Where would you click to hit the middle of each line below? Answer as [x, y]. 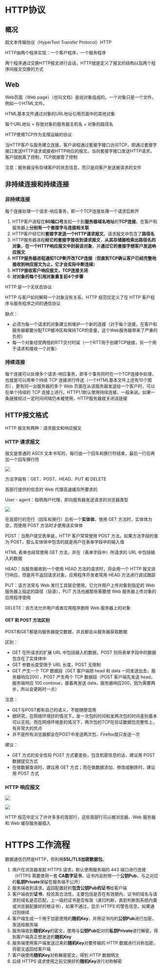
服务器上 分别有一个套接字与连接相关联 [50, 227]
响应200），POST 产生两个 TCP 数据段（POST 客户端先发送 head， [88, 677]
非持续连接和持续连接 [37, 184]
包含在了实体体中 [29, 659]
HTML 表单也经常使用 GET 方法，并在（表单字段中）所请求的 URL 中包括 [78, 552]
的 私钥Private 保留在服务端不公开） [47, 882]
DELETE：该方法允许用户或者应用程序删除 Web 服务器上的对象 [68, 608]
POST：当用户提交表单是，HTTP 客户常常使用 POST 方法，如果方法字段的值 [81, 536]
